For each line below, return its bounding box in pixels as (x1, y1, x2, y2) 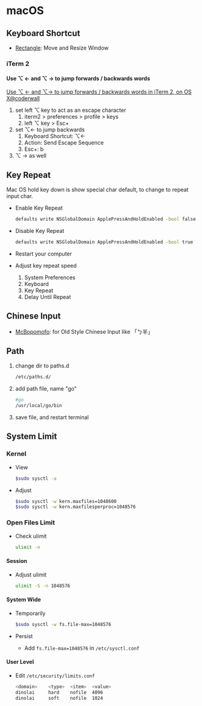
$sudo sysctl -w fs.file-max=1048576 (15, 621, 112, 627)
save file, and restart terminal (15, 413, 89, 421)
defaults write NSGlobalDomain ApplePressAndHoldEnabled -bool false (15, 216, 197, 222)
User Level (6, 658, 34, 666)
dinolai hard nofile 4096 (15, 689, 103, 696)
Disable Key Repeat (15, 227, 65, 234)
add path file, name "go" (15, 385, 78, 392)
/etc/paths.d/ (15, 374, 51, 380)
